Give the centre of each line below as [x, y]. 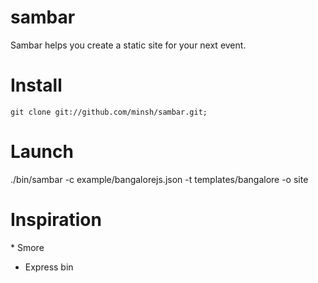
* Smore [27, 247]
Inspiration [56, 220]
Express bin [49, 267]
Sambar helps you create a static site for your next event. [128, 45]
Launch [42, 152]
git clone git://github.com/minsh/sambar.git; [109, 112]
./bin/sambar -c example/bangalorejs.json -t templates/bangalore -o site [159, 179]
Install [36, 85]
